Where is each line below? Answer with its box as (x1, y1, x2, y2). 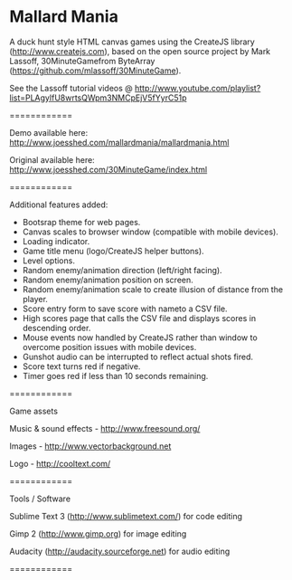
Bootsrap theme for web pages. (22, 216, 141, 227)
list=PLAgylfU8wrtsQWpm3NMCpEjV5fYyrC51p (9, 92, 187, 103)
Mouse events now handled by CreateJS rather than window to (22, 332, 258, 343)
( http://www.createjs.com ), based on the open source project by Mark (9, 45, 271, 56)
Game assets (9, 405, 59, 416)
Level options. (22, 255, 75, 266)
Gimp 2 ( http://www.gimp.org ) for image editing (9, 528, 187, 539)
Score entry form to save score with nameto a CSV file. (22, 303, 228, 314)
